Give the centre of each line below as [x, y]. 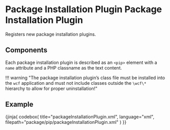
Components [26, 50]
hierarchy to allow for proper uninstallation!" [51, 88]
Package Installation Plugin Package [84, 9]
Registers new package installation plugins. [51, 34]
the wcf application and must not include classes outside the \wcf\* [76, 83]
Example [19, 104]
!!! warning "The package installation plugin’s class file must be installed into [85, 78]
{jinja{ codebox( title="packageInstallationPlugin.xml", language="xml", [80, 117]
